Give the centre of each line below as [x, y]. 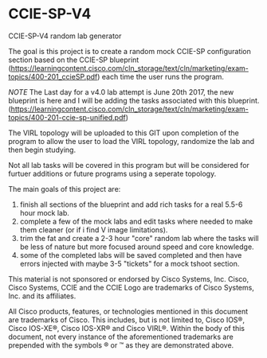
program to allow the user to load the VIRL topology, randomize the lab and [132, 141]
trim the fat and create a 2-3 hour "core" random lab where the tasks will [139, 238]
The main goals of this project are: [65, 189]
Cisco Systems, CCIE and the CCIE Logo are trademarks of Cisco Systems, [132, 287]
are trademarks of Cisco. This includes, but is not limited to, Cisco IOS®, [127, 320]
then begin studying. [42, 150]
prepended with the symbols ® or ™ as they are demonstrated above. [121, 345]
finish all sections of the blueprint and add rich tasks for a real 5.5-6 [131, 204]
